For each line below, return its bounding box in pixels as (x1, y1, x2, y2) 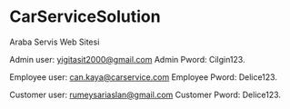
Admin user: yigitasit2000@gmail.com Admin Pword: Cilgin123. (9, 54, 245, 64)
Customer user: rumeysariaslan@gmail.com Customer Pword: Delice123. (9, 89, 282, 100)
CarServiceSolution (9, 6, 161, 27)
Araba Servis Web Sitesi (9, 36, 100, 47)
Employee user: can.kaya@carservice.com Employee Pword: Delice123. (9, 71, 277, 83)
